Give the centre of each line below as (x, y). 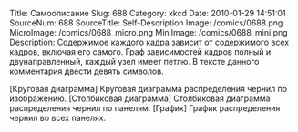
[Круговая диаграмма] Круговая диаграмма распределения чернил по (149, 89)
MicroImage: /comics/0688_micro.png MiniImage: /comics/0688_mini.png (149, 32)
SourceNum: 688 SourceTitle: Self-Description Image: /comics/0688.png (146, 23)
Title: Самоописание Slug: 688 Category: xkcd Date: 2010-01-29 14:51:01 (148, 13)
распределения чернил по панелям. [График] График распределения (145, 108)
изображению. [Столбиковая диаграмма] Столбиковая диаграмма (140, 98)
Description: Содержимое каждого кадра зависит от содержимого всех (149, 42)
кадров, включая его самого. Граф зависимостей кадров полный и (140, 52)
